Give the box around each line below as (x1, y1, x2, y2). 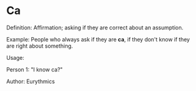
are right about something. (6, 42, 73, 49)
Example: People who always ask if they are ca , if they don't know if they (6, 35, 191, 43)
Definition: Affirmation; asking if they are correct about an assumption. (6, 24, 184, 31)
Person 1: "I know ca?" (6, 65, 63, 73)
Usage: (6, 54, 24, 61)
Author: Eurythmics (6, 78, 55, 85)
